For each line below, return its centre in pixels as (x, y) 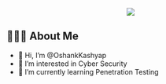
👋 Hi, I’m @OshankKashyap (62, 55)
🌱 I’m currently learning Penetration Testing (88, 71)
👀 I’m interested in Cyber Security (72, 64)
